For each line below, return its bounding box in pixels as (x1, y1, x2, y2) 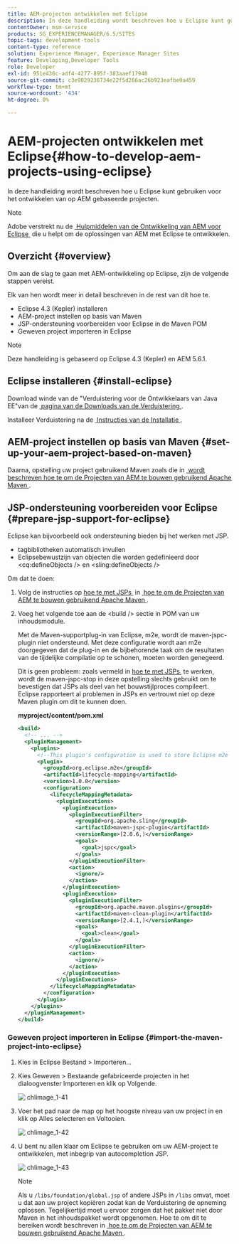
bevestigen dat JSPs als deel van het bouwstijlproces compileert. (17, 682, 209, 691)
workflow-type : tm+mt (7, 83, 72, 90)
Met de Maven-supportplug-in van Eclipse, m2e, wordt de (17, 631, 188, 639)
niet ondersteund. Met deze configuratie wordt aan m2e (38, 638, 201, 647)
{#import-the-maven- (145, 1033, 223, 1043)
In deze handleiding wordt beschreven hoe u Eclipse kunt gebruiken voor (7, 186, 222, 196)
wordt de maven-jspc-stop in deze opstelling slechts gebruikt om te (17, 675, 217, 684)
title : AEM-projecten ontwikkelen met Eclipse (7, 10, 148, 18)
